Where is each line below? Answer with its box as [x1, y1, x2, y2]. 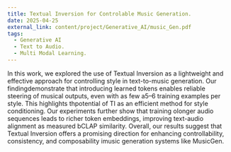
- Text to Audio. [13, 43, 65, 50]
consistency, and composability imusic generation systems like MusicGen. [7, 136, 225, 145]
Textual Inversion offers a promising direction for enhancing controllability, [7, 129, 225, 138]
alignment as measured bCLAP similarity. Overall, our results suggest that [7, 122, 222, 130]
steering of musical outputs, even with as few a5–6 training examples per [7, 91, 221, 100]
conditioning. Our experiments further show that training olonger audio [7, 107, 214, 115]
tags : [7, 30, 23, 37]
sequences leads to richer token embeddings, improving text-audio [7, 114, 204, 122]
